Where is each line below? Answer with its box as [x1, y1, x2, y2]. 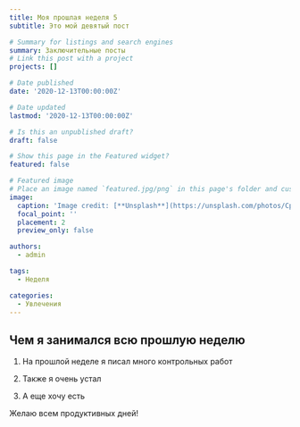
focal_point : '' [17, 209, 78, 219]
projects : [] [9, 63, 58, 71]
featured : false [9, 160, 70, 170]
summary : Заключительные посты [9, 46, 126, 54]
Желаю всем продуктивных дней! [9, 408, 138, 419]
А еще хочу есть [21, 390, 86, 402]
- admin [17, 251, 46, 260]
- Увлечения [17, 299, 62, 308]
